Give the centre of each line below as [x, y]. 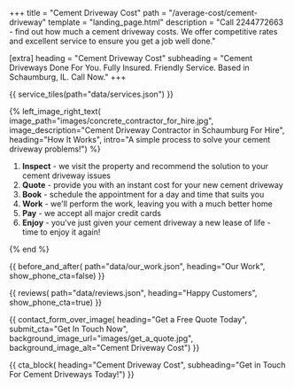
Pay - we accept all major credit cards [92, 213]
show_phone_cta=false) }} [57, 275]
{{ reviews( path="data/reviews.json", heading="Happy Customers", [133, 293]
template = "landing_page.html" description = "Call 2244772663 [166, 22]
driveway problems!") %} [55, 149]
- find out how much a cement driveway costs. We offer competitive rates [143, 31]
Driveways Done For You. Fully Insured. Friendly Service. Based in [129, 67]
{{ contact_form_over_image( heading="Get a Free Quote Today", [128, 319]
